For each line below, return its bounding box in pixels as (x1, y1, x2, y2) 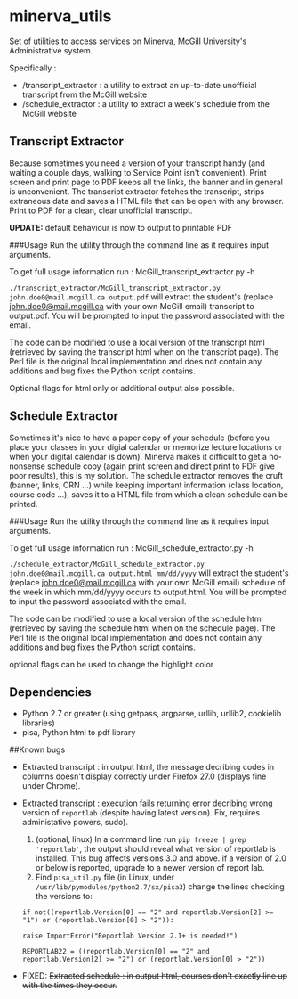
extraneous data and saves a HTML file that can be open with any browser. (9, 195, 285, 206)
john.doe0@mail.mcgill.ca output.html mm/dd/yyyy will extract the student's (9, 568, 289, 578)
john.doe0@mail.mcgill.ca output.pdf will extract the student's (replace (9, 291, 274, 302)
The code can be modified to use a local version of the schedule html (9, 613, 264, 624)
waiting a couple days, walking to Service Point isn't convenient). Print (9, 167, 267, 177)
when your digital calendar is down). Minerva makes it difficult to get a (9, 451, 267, 462)
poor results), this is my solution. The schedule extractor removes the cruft (9, 470, 283, 480)
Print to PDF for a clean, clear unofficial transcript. (9, 205, 193, 216)
